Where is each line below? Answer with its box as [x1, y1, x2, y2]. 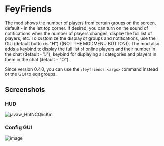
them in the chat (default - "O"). [5, 56, 70, 62]
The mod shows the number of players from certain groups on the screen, [5, 20, 156, 26]
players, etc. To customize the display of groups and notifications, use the [5, 36, 156, 41]
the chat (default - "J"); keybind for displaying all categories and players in [5, 51, 157, 57]
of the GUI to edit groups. [5, 71, 57, 77]
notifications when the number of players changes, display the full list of [5, 30, 152, 36]
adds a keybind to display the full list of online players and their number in [5, 46, 156, 52]
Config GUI [5, 124, 32, 131]
